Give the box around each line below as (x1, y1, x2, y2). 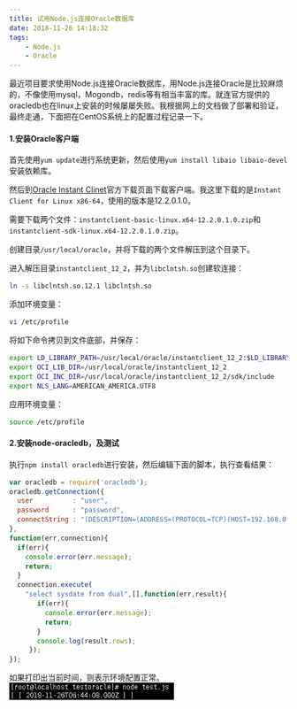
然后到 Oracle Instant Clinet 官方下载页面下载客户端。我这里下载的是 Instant (9, 184, 282, 195)
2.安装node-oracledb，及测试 (9, 438, 119, 449)
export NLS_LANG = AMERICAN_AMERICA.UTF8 (9, 381, 156, 390)
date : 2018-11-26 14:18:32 (9, 23, 109, 33)
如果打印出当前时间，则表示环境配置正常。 (9, 673, 164, 683)
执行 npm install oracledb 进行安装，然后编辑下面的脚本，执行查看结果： (9, 459, 275, 469)
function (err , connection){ (9, 534, 109, 543)
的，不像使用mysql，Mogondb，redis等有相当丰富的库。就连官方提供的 (9, 89, 270, 100)
